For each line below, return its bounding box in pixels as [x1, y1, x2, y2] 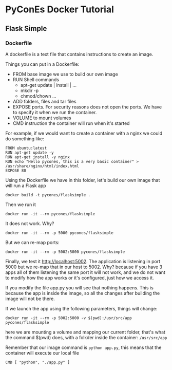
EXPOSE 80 [5, 168, 27, 173]
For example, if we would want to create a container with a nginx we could [5, 130, 163, 136]
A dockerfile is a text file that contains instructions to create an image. [5, 51, 154, 57]
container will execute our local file [5, 349, 80, 356]
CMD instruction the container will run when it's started [12, 120, 130, 126]
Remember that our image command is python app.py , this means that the [5, 344, 162, 350]
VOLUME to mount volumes [12, 115, 71, 121]
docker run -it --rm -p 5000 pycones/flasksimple [5, 230, 114, 235]
